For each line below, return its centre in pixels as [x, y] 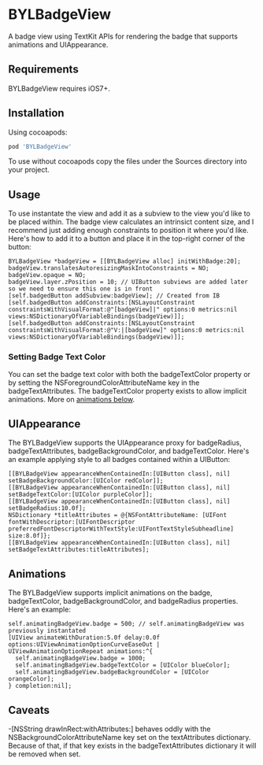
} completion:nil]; [40, 686]
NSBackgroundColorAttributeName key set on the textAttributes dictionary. [130, 737]
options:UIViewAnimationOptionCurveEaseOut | [84, 645]
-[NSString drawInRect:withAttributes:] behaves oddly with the [109, 729]
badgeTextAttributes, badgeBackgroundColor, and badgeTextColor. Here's [129, 451]
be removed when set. [44, 754]
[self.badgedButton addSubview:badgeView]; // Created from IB [114, 296]
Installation [36, 113]
